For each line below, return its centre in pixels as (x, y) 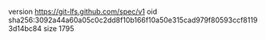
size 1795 (59, 28)
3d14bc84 (25, 28)
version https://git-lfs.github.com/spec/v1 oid (83, 12)
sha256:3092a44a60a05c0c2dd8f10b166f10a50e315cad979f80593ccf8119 (133, 20)
